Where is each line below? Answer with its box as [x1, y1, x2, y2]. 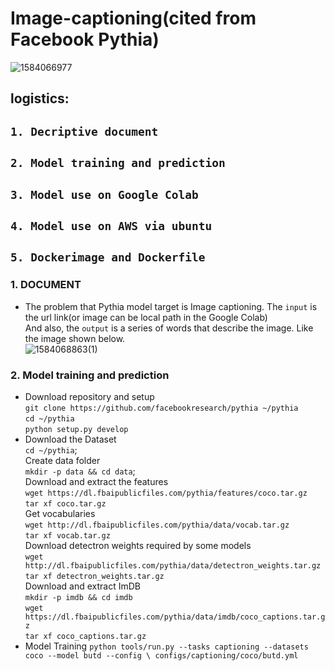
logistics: [10, 90, 70, 107]
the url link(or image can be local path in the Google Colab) [24, 311, 268, 323]
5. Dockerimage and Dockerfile [10, 250, 206, 265]
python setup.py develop [24, 424, 129, 434]
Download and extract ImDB [24, 580, 141, 592]
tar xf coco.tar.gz [24, 498, 107, 509]
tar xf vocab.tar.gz [24, 530, 111, 541]
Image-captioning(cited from [10, 7, 257, 30]
